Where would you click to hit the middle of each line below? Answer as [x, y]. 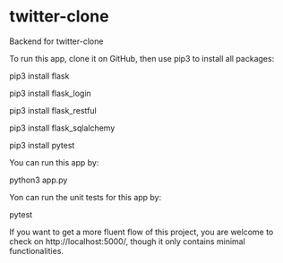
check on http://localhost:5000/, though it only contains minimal [128, 241]
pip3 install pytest [42, 145]
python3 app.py [39, 180]
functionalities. [37, 250]
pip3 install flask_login [50, 93]
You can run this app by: [54, 162]
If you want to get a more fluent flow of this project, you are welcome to [141, 232]
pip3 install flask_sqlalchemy [62, 128]
